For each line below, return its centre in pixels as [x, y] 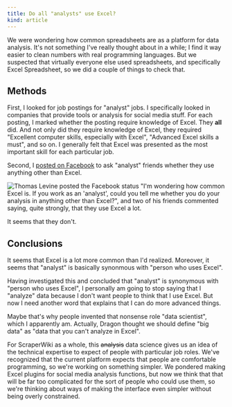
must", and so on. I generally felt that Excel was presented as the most [108, 145]
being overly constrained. [44, 397]
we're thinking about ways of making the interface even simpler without [109, 389]
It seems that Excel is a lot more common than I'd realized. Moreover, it [108, 260]
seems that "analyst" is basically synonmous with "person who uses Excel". [115, 268]
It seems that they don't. [42, 222]
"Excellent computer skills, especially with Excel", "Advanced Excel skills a [113, 137]
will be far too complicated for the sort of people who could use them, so [111, 381]
